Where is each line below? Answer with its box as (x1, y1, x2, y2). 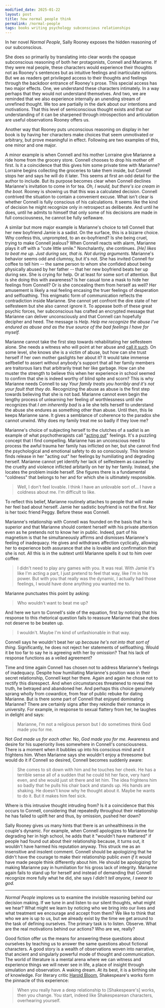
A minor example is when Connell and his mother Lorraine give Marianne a (5, 152, 156, 158)
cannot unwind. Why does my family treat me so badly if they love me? (5, 418, 149, 424)
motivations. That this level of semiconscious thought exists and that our (5, 107, 152, 113)
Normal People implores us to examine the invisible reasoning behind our (5, 894, 153, 900)
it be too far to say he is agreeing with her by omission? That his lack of (5, 650, 150, 656)
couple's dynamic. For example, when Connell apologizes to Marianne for (5, 828, 154, 834)
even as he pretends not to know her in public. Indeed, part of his (5, 529, 137, 535)
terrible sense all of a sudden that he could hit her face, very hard (17, 772, 150, 778)
